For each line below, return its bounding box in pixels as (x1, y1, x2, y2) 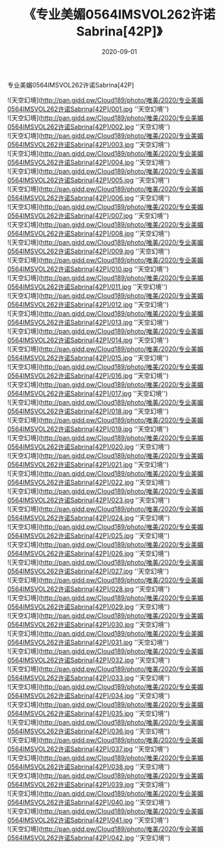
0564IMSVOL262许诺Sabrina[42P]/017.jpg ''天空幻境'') (7, 389, 168, 397)
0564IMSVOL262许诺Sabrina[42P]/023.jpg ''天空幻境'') (7, 496, 170, 504)
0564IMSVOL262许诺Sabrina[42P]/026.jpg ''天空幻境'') (7, 549, 170, 557)
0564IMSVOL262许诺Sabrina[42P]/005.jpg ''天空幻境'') (7, 176, 170, 184)
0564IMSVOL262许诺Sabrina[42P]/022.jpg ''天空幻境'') (7, 478, 170, 486)
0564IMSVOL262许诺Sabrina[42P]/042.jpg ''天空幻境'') (7, 833, 170, 842)
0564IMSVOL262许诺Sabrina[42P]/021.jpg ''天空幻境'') (7, 460, 169, 469)
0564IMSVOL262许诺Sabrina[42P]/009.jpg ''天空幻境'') (7, 247, 170, 255)
